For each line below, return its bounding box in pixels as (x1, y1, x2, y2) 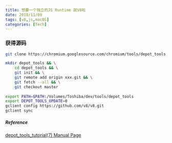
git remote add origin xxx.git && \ (14, 75, 93, 80)
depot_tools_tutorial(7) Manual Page (5, 132, 81, 138)
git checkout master (14, 84, 58, 89)
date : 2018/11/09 (5, 12, 42, 17)
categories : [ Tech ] (5, 21, 47, 27)
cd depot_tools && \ (14, 65, 58, 70)
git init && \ (14, 70, 45, 76)
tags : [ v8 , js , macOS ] (5, 17, 50, 22)
